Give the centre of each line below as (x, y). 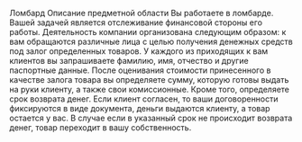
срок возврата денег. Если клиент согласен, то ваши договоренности (144, 99)
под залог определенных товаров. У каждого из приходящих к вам (139, 51)
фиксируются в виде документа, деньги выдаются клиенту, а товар (140, 108)
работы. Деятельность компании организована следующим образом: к (148, 32)
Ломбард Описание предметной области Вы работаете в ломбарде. (142, 13)
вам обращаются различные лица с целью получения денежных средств (151, 41)
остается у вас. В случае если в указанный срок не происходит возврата (151, 118)
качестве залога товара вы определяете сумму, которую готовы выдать (149, 80)
